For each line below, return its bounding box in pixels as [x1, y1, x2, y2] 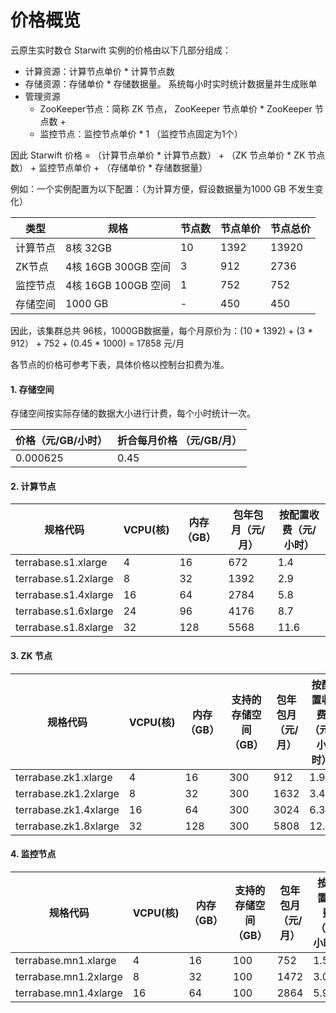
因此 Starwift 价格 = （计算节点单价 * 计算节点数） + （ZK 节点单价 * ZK [10, 149, 306, 161]
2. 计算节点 [10, 480, 57, 492]
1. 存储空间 [10, 383, 55, 395]
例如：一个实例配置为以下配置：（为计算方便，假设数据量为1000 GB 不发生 [10, 182, 315, 195]
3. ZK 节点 [10, 649, 53, 661]
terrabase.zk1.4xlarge [15, 802, 120, 816]
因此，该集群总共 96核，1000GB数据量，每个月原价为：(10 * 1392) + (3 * [10, 324, 314, 336]
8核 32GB [65, 241, 112, 255]
